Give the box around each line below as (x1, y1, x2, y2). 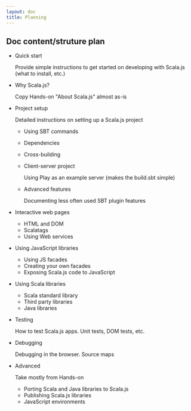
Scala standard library (23, 292, 78, 299)
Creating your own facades (23, 262, 91, 270)
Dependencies (23, 140, 60, 147)
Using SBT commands (23, 128, 79, 135)
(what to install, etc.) (14, 70, 66, 78)
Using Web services (23, 233, 73, 240)
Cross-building (23, 151, 61, 158)
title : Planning (6, 14, 47, 20)
